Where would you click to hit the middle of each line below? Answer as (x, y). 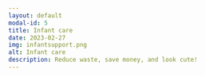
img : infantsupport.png (48, 45)
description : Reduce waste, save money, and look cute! (103, 60)
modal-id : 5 (28, 23)
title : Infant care (41, 30)
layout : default (35, 15)
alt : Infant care (37, 52)
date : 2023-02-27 (37, 38)
